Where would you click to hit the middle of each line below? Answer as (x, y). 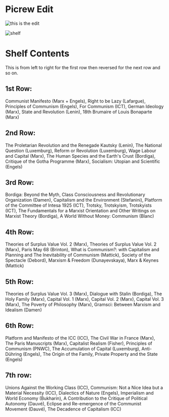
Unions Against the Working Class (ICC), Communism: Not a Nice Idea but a (84, 387)
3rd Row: (20, 182)
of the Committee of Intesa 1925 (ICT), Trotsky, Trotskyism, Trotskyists (79, 205)
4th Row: (20, 232)
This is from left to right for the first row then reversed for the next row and (83, 67)
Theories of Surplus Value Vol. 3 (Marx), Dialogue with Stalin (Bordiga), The (84, 294)
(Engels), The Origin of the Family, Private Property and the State (90, 354)
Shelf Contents (37, 54)
